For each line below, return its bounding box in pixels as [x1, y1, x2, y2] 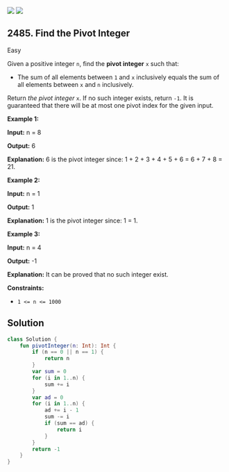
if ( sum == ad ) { [44, 420, 95, 427]
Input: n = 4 [7, 243, 42, 252]
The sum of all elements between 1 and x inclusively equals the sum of [17, 73, 220, 81]
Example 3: [7, 229, 40, 238]
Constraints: [7, 284, 44, 292]
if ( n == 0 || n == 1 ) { [32, 348, 104, 356]
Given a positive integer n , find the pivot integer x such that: [7, 59, 179, 67]
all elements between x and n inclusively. [17, 80, 134, 88]
